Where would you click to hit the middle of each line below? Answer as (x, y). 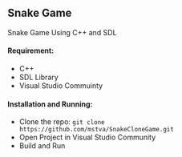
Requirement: (31, 50)
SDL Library (39, 77)
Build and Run (42, 146)
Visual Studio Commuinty (61, 86)
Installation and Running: (50, 104)
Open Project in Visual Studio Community (87, 137)
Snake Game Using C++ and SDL (62, 32)
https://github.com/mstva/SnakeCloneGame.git (96, 130)
